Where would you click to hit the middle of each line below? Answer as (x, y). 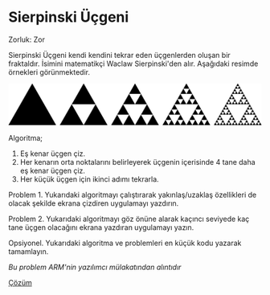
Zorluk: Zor (27, 39)
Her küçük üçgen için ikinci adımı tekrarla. (89, 179)
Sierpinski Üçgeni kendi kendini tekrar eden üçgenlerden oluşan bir (119, 55)
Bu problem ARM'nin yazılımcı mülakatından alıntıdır (95, 267)
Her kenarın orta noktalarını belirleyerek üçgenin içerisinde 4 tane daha (137, 162)
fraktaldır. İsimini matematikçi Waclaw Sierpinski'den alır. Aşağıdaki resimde (133, 64)
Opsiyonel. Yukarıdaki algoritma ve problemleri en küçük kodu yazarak (125, 243)
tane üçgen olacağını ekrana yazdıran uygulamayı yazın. (101, 227)
